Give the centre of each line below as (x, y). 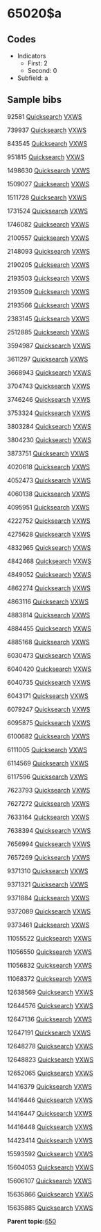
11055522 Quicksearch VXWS (49, 938)
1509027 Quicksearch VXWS (48, 184)
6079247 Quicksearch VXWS (49, 709)
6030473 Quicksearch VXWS (49, 655)
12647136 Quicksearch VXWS (49, 1019)
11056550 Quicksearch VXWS (49, 952)
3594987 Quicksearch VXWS (49, 346)
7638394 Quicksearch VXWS (49, 830)
